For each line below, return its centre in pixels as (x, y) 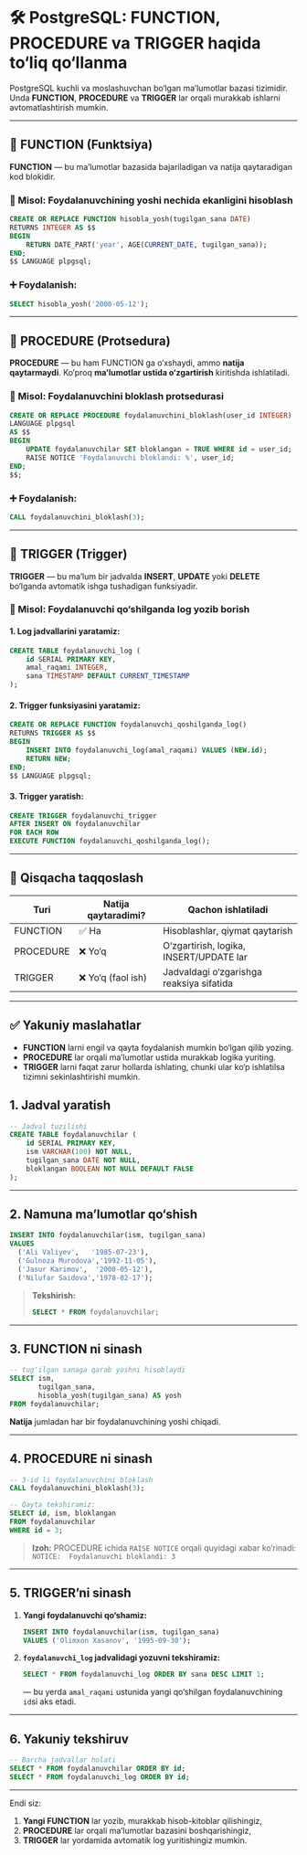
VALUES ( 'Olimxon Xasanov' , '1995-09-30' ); (107, 1640)
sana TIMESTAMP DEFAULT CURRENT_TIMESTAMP (108, 676)
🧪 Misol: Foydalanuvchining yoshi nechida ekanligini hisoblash (152, 200)
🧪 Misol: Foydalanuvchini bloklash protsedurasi (116, 397)
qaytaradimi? (116, 915)
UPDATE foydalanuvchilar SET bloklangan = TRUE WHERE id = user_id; (159, 450)
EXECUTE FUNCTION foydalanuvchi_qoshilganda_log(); (110, 842)
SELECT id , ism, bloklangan (63, 1513)
